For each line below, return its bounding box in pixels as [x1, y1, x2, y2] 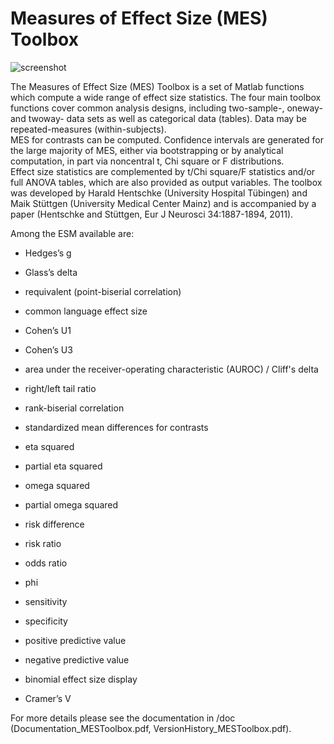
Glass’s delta [24, 266, 78, 278]
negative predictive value [24, 653, 130, 666]
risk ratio [24, 537, 62, 549]
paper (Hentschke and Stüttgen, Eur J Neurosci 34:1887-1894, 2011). [10, 208, 294, 220]
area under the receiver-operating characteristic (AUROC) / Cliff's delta [24, 363, 319, 375]
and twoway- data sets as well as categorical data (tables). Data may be [10, 112, 307, 124]
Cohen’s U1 [24, 324, 72, 336]
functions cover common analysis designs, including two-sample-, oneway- [10, 102, 323, 114]
